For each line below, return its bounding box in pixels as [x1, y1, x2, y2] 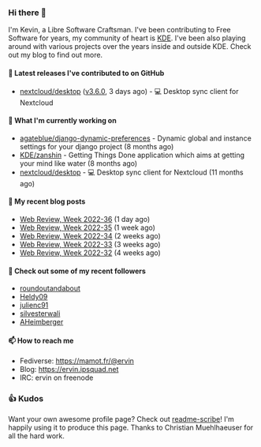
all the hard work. [8, 430, 65, 441]
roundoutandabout [19, 284, 81, 293]
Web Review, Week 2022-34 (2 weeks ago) [19, 231, 162, 240]
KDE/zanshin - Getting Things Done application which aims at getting [19, 150, 245, 160]
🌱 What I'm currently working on [8, 116, 117, 126]
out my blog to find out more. [8, 51, 103, 60]
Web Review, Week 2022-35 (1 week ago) [19, 223, 156, 232]
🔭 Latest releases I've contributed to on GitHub [8, 68, 165, 77]
